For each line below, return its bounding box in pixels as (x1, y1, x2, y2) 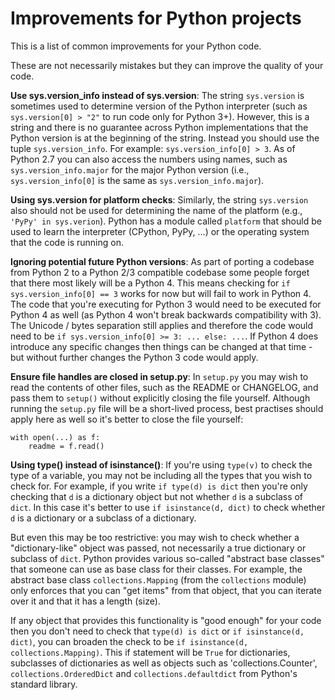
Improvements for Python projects (10, 7, 302, 30)
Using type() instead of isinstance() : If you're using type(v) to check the (10, 458, 313, 471)
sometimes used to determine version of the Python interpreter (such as (10, 100, 308, 112)
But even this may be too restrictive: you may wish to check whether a (10, 531, 300, 543)
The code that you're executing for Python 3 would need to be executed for (10, 298, 322, 310)
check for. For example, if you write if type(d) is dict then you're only (10, 480, 308, 492)
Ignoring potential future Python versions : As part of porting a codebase (10, 255, 315, 267)
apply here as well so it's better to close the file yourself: (10, 413, 244, 425)
